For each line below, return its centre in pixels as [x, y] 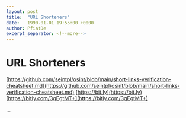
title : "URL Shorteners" [38, 17]
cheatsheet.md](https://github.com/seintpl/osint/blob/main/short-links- [93, 86]
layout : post [22, 12]
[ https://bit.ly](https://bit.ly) [109, 92]
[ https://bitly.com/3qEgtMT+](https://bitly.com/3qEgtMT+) [77, 98]
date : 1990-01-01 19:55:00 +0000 [50, 23]
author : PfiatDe [26, 28]
